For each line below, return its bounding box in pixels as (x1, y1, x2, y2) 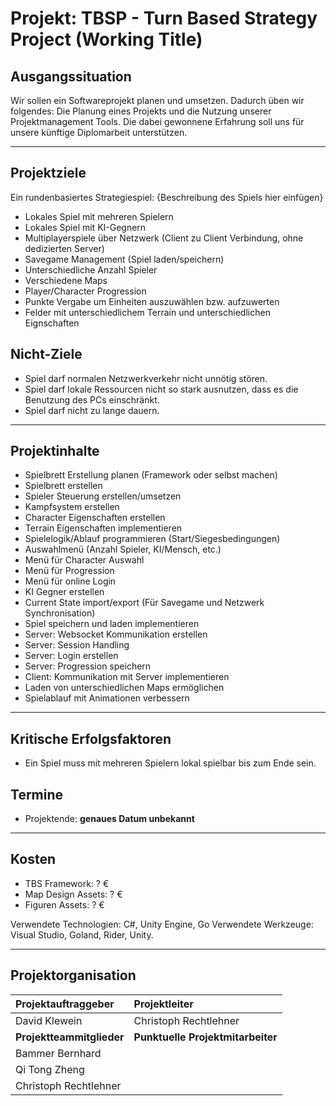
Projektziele (10, 165, 87, 182)
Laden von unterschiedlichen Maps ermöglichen (24, 682, 225, 694)
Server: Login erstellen (24, 650, 119, 662)
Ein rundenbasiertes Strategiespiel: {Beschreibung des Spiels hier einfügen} (10, 191, 324, 203)
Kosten (10, 851, 56, 868)
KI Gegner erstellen (24, 586, 105, 598)
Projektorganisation (10, 967, 137, 984)
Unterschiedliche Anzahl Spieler (24, 263, 158, 276)
